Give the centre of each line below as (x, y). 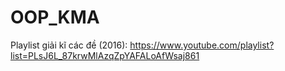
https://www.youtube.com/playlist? (202, 45)
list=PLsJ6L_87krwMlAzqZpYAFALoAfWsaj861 (105, 55)
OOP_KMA (55, 17)
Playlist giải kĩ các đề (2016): (69, 45)
